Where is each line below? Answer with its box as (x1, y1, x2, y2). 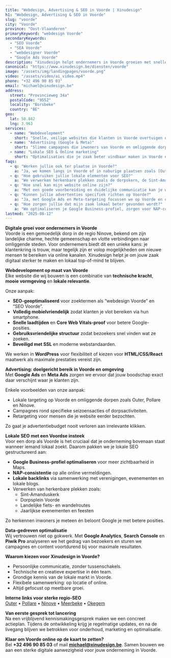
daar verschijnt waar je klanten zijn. (5, 377, 80, 383)
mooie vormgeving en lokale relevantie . (5, 278, 91, 284)
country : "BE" (10, 107, 40, 112)
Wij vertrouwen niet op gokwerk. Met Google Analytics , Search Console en (5, 533, 165, 539)
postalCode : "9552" (10, 97, 51, 102)
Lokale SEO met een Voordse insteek (5, 433, 85, 439)
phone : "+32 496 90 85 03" (5, 78, 63, 84)
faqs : (5, 159, 17, 164)
